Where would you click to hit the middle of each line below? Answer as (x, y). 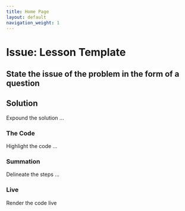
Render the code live (32, 203)
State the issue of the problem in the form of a (93, 74)
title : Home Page (28, 12)
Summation (23, 161)
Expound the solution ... (35, 118)
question (23, 83)
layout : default (26, 17)
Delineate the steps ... (33, 174)
